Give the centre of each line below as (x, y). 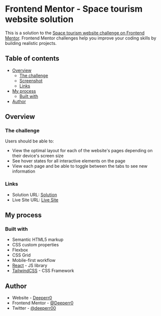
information (24, 171)
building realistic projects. (31, 43)
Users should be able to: (30, 141)
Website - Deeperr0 (32, 298)
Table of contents (32, 59)
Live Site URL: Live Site (35, 200)
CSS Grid (21, 255)
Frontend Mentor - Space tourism (74, 9)
